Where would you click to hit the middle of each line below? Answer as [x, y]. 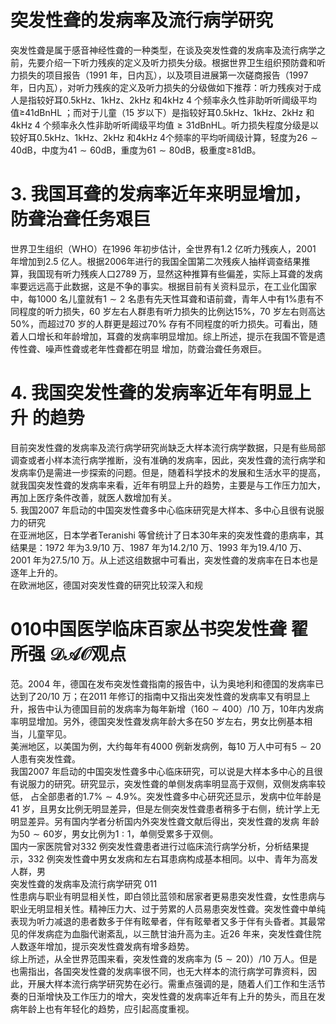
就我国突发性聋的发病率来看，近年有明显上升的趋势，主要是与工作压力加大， [168, 485]
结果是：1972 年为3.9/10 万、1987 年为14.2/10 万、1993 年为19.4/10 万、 [159, 547]
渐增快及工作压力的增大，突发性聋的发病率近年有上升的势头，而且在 [176, 996]
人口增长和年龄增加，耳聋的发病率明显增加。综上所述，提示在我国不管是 [167, 336]
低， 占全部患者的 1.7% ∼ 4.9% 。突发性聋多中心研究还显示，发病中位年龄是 [166, 796]
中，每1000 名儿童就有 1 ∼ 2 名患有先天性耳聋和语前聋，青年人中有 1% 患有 [162, 298]
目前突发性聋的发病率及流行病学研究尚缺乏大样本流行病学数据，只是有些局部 [168, 447]
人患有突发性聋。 [45, 758]
